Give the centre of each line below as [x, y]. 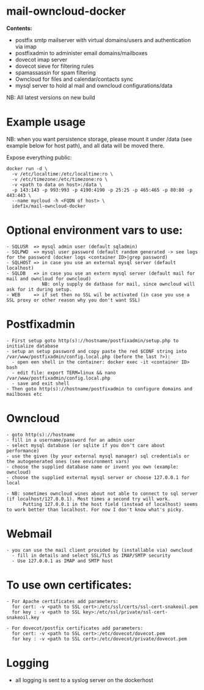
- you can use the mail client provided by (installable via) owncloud [99, 550]
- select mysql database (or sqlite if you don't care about [86, 445]
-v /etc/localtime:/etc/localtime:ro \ [63, 174]
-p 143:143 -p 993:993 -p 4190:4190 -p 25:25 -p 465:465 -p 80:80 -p [102, 190]
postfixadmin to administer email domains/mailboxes [81, 53]
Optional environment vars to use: [95, 230]
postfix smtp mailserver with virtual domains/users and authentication [103, 40]
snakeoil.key [23, 617]
